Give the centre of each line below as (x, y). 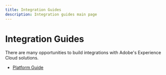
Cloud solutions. (22, 58)
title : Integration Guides (33, 10)
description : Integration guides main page (51, 14)
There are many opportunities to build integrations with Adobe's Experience (83, 53)
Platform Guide (28, 68)
